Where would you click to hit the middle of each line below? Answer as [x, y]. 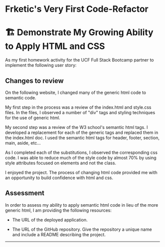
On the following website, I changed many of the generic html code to [76, 93]
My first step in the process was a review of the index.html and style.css [78, 107]
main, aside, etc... [23, 143]
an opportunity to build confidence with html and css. [59, 178]
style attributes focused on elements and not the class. [61, 163]
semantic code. [21, 97]
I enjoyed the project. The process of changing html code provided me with [81, 172]
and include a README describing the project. [59, 234]
